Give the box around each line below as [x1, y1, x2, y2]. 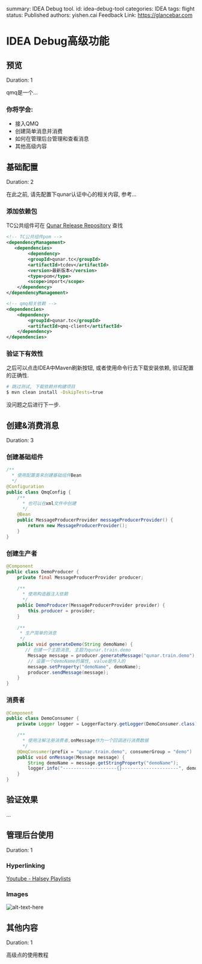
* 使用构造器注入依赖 [22, 591, 69, 597]
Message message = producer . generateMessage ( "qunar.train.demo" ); [28, 652, 198, 659]
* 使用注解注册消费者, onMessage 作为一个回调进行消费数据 [22, 737, 149, 744]
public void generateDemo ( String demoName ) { [17, 641, 133, 648]
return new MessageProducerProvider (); [28, 523, 128, 529]
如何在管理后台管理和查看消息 [14, 135, 89, 142]
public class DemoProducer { [6, 569, 79, 575]
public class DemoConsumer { [6, 715, 79, 722]
